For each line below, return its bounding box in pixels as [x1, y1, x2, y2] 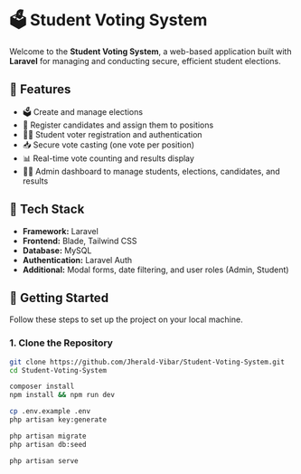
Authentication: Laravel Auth [22, 254, 133, 265]
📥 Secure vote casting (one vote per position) [22, 139, 195, 150]
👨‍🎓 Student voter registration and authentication [22, 128, 202, 139]
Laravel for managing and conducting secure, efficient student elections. [9, 55, 282, 66]
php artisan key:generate [9, 415, 107, 424]
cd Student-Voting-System [9, 365, 107, 374]
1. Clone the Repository [9, 337, 113, 349]
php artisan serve [9, 456, 79, 465]
